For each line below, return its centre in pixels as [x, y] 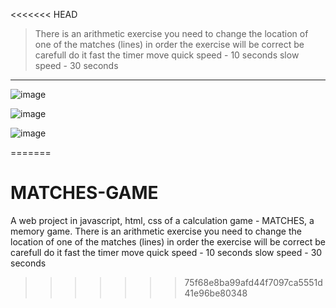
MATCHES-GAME [84, 193]
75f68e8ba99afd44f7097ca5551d [253, 282]
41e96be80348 [216, 293]
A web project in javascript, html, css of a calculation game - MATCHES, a [162, 220]
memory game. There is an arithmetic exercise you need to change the [156, 231]
